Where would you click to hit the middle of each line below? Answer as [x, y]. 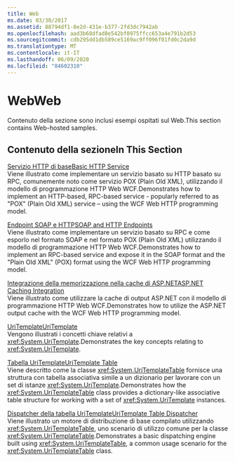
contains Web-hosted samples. [52, 128]
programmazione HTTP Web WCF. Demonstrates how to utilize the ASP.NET [117, 305]
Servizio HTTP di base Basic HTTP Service [68, 166]
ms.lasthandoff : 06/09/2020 [48, 60]
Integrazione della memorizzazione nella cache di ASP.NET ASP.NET [106, 283]
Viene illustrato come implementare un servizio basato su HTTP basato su [114, 174]
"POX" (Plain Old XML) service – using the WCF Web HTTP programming [113, 204]
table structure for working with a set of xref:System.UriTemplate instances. [117, 400]
